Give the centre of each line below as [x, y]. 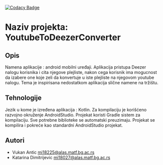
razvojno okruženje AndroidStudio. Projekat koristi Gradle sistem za [73, 115]
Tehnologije [23, 98]
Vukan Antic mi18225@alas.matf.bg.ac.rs [53, 152]
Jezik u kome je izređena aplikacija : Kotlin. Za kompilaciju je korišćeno [76, 110]
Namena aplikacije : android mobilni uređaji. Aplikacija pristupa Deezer [76, 67]
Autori [15, 140]
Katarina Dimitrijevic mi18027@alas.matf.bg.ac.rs [61, 157]
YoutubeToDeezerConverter [63, 38]
